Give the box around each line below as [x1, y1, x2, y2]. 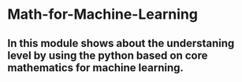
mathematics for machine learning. [7, 61, 184, 74]
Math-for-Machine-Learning [7, 5, 199, 23]
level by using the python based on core [7, 48, 208, 62]
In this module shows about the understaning [7, 37, 235, 50]
